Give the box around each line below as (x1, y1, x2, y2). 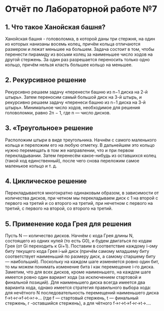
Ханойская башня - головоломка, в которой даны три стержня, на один (5, 36, 155, 42)
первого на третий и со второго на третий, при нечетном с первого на (5, 200, 153, 206)
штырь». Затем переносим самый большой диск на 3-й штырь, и (5, 94, 142, 100)
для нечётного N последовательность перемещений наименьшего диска (5, 290, 159, 296)
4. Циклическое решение (5, 177, 87, 185)
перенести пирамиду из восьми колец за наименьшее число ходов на (5, 51, 153, 57)
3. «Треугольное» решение (5, 124, 94, 133)
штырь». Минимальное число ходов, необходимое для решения (5, 104, 141, 111)
